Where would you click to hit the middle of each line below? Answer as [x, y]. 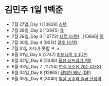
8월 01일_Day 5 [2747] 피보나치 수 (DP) [50, 54]
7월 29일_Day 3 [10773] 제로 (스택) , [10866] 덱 [58, 36]
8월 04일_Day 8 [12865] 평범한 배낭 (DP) [51, 72]
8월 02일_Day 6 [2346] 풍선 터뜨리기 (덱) [52, 60]
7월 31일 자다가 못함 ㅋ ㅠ [36, 48]
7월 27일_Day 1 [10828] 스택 [39, 24]
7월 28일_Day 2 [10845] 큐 [38, 30]
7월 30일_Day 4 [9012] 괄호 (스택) [45, 42]
